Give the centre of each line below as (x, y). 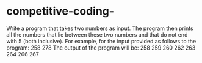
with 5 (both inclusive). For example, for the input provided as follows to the (101, 41)
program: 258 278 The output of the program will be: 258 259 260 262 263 (101, 48)
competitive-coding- (60, 11)
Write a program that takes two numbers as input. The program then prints (100, 28)
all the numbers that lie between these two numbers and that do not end (97, 34)
